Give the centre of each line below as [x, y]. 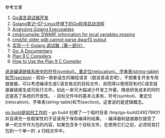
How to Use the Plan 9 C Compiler [47, 61]
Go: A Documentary [32, 51]
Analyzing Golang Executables [43, 29]
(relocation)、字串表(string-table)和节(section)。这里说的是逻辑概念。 [76, 102]
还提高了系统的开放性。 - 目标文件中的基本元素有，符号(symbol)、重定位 [79, 96]
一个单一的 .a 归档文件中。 [40, 131]
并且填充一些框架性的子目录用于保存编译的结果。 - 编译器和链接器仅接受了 [81, 118]
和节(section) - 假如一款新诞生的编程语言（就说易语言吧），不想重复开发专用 [82, 78]
